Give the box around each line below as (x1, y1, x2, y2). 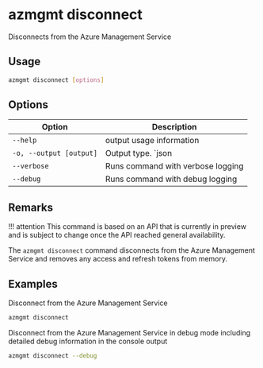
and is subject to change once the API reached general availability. (8, 230, 226, 240)
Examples (8, 277, 58, 291)
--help (12, 136, 37, 145)
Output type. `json (105, 148, 173, 159)
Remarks (8, 200, 54, 214)
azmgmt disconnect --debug (8, 351, 97, 359)
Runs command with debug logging (105, 173, 238, 184)
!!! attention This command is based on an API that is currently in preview (8, 222, 247, 231)
